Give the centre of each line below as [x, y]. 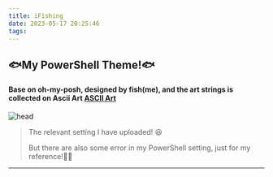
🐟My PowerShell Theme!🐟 [82, 65]
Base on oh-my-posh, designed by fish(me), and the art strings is [121, 89]
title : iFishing [36, 16]
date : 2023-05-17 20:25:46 [54, 24]
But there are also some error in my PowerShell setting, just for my [139, 148]
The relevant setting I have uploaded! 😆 [95, 132]
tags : [17, 31]
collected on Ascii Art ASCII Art [62, 98]
